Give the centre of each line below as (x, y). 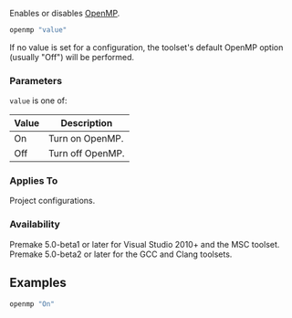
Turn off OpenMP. (87, 154)
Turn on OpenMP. (86, 139)
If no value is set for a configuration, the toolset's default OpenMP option (146, 47)
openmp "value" (38, 30)
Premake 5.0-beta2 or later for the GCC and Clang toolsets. (121, 254)
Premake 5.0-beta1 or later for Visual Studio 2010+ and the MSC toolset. (145, 244)
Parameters (36, 80)
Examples (38, 283)
